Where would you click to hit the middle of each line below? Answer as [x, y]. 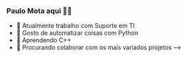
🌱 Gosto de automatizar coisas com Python [77, 33]
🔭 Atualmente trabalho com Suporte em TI [75, 26]
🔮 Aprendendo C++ [44, 40]
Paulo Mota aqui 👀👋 [39, 11]
